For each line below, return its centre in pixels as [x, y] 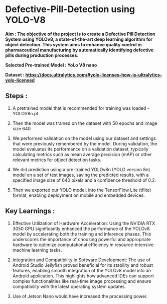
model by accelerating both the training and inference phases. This [82, 234]
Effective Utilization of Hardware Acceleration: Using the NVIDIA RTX [84, 223]
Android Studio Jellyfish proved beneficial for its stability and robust [83, 265]
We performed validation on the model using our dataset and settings [84, 138]
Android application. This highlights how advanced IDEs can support [83, 276]
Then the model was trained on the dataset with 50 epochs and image [85, 123]
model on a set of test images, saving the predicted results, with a [80, 175]
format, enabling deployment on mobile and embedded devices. [79, 195]
